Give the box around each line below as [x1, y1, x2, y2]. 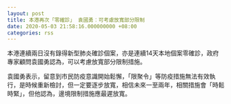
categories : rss [7, 29, 54, 37]
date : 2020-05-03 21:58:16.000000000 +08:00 [7, 23, 137, 30]
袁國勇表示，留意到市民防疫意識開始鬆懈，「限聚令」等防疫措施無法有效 [7, 72, 210, 81]
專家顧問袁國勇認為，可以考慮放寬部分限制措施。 [7, 58, 146, 66]
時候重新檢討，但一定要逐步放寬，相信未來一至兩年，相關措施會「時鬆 [25, 81, 225, 90]
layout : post [7, 10, 45, 17]
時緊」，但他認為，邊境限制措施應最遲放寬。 [7, 90, 131, 98]
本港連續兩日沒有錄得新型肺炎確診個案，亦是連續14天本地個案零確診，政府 [7, 49, 219, 57]
